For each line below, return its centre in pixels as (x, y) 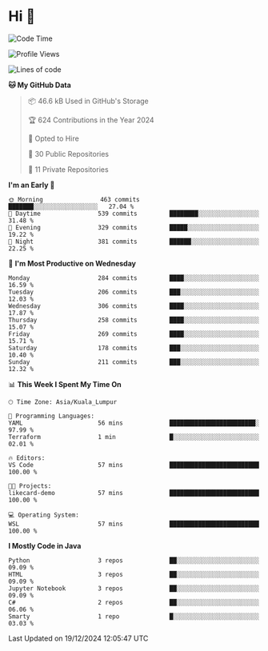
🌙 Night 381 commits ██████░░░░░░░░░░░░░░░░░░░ (134, 242)
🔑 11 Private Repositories (68, 169)
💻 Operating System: (44, 515)
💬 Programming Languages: (51, 416)
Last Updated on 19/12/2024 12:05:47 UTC (78, 638)
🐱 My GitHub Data (40, 85)
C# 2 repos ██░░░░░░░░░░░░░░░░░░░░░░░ (134, 602)
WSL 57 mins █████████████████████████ (134, 524)
